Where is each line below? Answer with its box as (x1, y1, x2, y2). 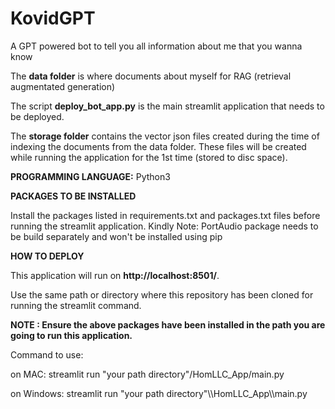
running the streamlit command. (10, 299, 142, 311)
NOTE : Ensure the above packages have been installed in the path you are (10, 318, 326, 331)
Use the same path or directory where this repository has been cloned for (10, 288, 314, 301)
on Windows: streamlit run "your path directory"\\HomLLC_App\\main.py (10, 387, 308, 399)
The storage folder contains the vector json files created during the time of (10, 130, 320, 142)
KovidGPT (10, 7, 96, 30)
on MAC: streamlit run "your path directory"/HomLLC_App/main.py (10, 368, 285, 380)
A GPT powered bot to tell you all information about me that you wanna (10, 40, 303, 52)
